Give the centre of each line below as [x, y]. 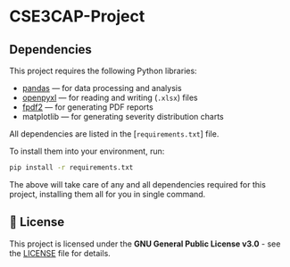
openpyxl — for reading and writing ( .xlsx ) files [110, 97]
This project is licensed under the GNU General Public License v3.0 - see [145, 244]
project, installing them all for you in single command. [108, 194]
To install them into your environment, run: [87, 151]
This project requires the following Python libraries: [104, 71]
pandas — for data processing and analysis [102, 88]
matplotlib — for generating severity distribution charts [123, 117]
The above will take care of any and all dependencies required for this [137, 184]
